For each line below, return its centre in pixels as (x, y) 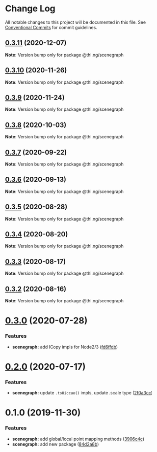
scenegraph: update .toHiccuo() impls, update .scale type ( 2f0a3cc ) (82, 393)
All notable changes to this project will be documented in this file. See (76, 22)
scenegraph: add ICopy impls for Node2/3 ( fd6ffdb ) (65, 347)
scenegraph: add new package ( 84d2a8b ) (55, 444)
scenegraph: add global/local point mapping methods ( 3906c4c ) (78, 439)
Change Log (30, 9)
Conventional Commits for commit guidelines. (51, 27)
